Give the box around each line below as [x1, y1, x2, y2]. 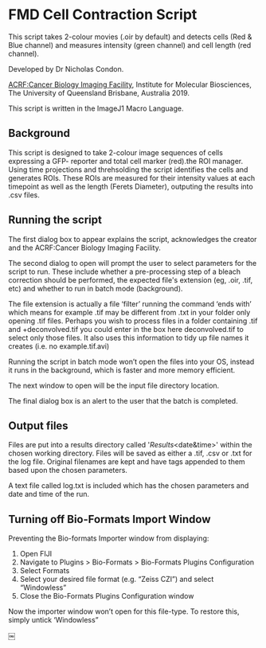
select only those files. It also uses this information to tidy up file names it [8, 333, 249, 342]
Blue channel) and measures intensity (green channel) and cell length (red [8, 40, 252, 49]
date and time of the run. [8, 490, 90, 499]
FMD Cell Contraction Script [8, 6, 198, 24]
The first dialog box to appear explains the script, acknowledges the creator [8, 234, 257, 244]
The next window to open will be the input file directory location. [8, 381, 220, 390]
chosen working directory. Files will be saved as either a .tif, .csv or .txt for [8, 448, 252, 459]
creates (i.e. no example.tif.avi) [8, 341, 110, 351]
